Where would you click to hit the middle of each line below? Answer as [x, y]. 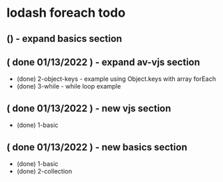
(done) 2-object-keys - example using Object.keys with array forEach [116, 79]
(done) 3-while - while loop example [69, 86]
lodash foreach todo [66, 13]
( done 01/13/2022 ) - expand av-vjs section [103, 62]
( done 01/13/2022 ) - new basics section [97, 147]
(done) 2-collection [44, 172]
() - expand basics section [64, 39]
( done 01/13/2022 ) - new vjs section [89, 108]
